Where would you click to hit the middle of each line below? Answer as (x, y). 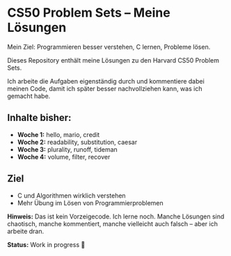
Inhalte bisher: (39, 118)
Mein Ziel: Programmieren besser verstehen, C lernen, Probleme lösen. (109, 47)
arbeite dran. (26, 231)
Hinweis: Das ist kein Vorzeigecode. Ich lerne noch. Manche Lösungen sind (116, 216)
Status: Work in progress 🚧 (46, 244)
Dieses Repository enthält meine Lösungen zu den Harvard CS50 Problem (113, 60)
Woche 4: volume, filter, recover (64, 157)
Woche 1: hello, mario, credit (58, 134)
